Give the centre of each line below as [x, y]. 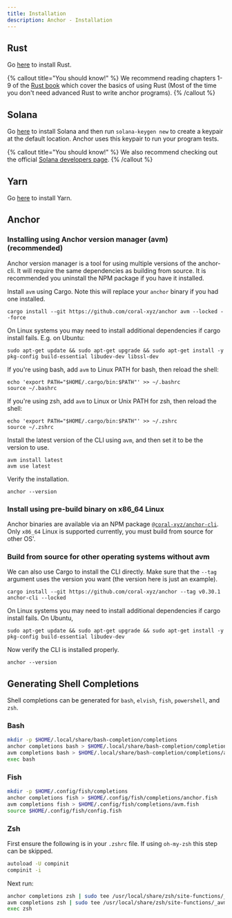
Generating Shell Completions [73, 683]
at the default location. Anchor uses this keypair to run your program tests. [113, 139]
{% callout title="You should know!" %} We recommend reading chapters [112, 78]
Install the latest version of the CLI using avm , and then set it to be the [105, 440]
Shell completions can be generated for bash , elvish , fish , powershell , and [114, 700]
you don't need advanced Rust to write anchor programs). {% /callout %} [111, 93]
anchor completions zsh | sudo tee [58, 896]
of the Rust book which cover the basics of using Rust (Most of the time [115, 86]
